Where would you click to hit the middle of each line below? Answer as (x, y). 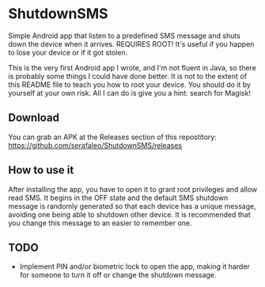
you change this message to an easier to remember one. (100, 223)
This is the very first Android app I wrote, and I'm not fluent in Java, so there (132, 67)
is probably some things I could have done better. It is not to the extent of (128, 76)
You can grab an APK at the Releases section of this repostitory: (113, 137)
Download (34, 118)
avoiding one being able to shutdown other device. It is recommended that (129, 214)
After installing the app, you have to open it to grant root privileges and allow (133, 189)
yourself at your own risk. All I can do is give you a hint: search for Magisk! (129, 93)
